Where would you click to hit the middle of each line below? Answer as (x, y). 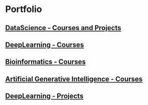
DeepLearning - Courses (45, 44)
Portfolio (24, 9)
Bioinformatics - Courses (46, 62)
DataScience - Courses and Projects (63, 28)
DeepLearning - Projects (45, 96)
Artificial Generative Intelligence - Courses (74, 79)
